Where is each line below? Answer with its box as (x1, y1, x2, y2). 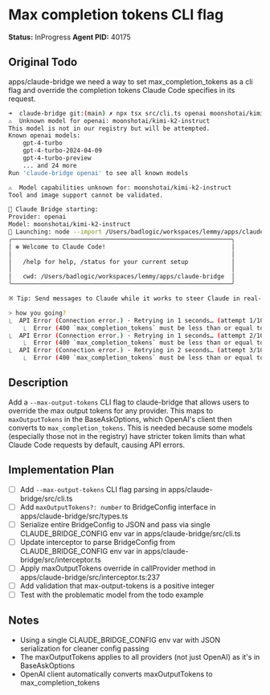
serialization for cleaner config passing (19, 644, 149, 653)
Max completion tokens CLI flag (8, 6, 224, 24)
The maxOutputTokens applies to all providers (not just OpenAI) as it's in (19, 652, 260, 661)
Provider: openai (8, 213, 67, 222)
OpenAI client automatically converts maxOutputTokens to (19, 669, 213, 679)
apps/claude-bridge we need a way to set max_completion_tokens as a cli (8, 76, 253, 86)
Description (8, 376, 68, 390)
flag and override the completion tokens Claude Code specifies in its (8, 85, 235, 95)
